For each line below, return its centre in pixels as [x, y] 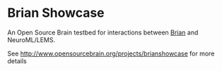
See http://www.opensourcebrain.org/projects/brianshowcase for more [111, 53]
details [17, 60]
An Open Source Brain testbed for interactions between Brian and [103, 32]
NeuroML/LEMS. [31, 39]
